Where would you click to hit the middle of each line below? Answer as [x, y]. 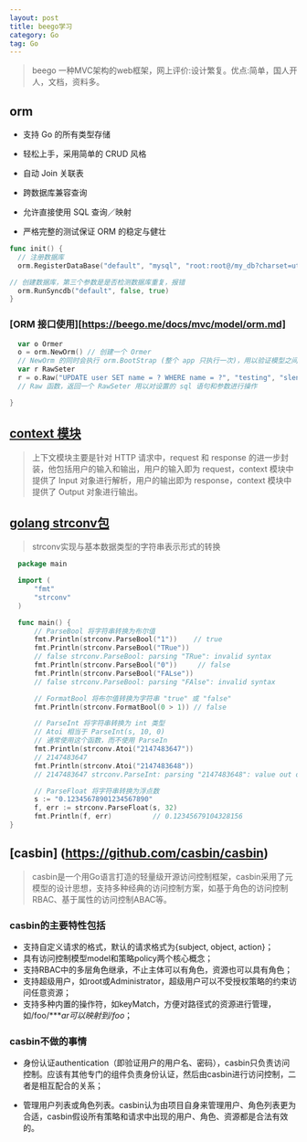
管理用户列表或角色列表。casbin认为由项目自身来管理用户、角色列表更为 [159, 1105]
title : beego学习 [41, 26]
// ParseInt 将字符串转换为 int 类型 [99, 724]
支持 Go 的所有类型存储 [67, 134]
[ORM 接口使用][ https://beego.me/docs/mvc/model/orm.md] [148, 324]
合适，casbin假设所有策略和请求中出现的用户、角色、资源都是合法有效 [155, 1116]
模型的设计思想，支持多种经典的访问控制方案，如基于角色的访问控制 [160, 888]
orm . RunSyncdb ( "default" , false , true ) [94, 291]
